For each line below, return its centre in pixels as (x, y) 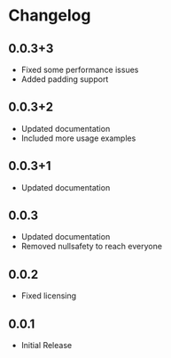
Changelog (50, 16)
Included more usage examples (78, 138)
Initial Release (47, 346)
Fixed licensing (49, 296)
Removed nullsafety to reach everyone (92, 247)
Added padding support (65, 79)
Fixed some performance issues (80, 69)
